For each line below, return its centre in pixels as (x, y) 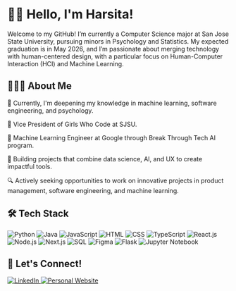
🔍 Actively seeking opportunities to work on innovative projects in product (116, 180)
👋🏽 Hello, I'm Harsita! (70, 14)
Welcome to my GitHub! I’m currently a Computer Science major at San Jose (118, 34)
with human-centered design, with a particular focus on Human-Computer (115, 56)
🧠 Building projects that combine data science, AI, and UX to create (105, 159)
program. (21, 145)
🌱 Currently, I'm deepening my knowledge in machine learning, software (112, 103)
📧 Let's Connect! (45, 264)
